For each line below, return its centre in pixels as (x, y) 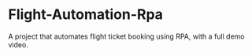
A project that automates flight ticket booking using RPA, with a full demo (126, 36)
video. (19, 44)
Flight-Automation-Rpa (86, 15)
